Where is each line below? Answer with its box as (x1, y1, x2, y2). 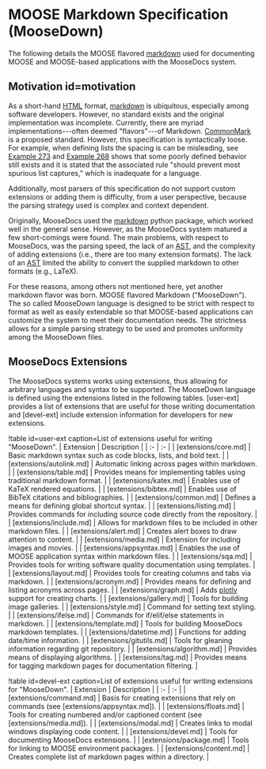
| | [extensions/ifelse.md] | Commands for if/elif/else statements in (8, 610, 224, 619)
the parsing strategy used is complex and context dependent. (8, 200, 209, 210)
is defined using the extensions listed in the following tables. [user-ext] (8, 393, 240, 402)
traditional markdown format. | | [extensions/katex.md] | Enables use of (8, 475, 241, 485)
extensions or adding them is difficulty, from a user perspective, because (8, 192, 247, 201)
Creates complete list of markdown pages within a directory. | (8, 752, 210, 761)
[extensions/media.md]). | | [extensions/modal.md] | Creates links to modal (8, 718, 253, 728)
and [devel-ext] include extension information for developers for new (8, 409, 234, 419)
